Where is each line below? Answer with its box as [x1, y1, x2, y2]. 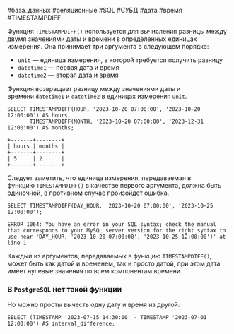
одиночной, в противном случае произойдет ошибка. [7, 189, 170, 197]
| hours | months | [7, 143, 65, 150]
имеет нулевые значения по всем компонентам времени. [7, 267, 182, 275]
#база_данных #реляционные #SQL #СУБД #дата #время [7, 6, 182, 14]
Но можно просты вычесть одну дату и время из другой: [7, 300, 180, 309]
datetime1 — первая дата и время [17, 64, 119, 71]
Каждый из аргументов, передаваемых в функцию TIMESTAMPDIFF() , [7, 252, 212, 260]
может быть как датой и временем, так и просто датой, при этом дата [7, 259, 221, 268]
